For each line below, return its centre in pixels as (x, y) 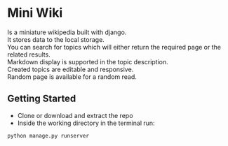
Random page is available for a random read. (72, 76)
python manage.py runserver (48, 136)
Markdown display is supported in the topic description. (88, 61)
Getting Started (42, 99)
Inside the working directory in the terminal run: (86, 123)
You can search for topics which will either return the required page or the (114, 47)
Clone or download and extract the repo (75, 115)
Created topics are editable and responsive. (71, 69)
